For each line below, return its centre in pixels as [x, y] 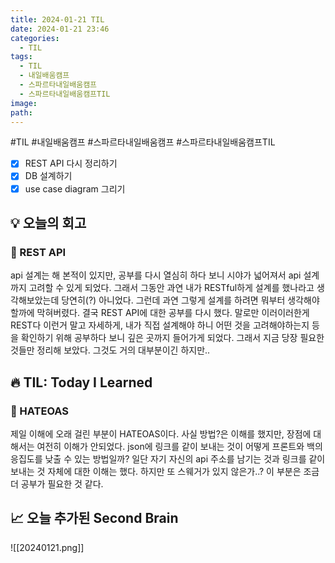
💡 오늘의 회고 [48, 222]
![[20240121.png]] [47, 547]
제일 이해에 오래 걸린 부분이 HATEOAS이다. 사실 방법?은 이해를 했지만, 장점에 [161, 433]
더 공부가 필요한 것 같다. [57, 483]
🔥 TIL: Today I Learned [81, 382]
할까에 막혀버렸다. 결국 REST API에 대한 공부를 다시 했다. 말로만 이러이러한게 [160, 313]
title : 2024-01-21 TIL [57, 19]
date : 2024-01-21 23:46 [60, 29]
